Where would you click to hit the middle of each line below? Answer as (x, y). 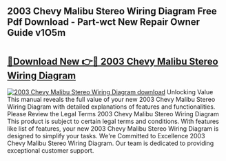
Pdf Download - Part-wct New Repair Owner (104, 22)
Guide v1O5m (37, 33)
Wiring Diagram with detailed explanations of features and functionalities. (111, 107)
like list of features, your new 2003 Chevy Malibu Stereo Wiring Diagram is (113, 129)
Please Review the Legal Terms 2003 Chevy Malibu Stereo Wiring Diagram (113, 114)
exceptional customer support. (51, 150)
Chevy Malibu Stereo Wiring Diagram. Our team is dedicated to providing (111, 143)
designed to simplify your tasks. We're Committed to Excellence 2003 (106, 136)
